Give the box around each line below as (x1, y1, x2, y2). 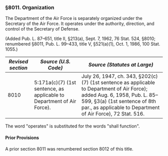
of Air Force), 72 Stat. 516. (81, 110, 145, 117)
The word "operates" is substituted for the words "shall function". (5, 123, 140, 129)
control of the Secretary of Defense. (5, 26, 80, 32)
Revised (8, 58, 28, 65)
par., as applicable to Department (81, 104, 160, 111)
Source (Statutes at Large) (88, 61, 153, 68)
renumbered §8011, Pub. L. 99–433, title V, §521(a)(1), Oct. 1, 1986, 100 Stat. (5, 41, 160, 47)
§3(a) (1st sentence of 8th (93, 98, 156, 105)
